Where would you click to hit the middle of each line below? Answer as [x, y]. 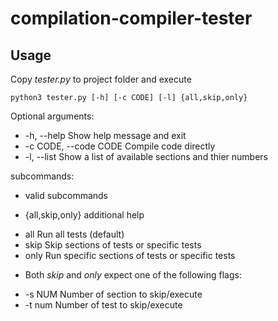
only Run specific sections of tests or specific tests [130, 255]
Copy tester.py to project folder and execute [101, 79]
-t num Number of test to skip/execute [103, 305]
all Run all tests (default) [74, 234]
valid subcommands [66, 195]
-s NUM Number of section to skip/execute [113, 294]
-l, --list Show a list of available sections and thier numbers [146, 156]
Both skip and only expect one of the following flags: [133, 275]
